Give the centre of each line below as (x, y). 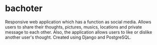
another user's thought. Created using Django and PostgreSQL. (68, 37)
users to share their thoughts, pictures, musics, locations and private (73, 27)
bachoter (24, 8)
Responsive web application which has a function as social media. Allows (78, 22)
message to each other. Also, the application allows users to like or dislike (79, 32)
